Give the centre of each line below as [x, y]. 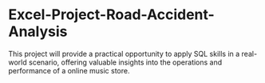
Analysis [38, 32]
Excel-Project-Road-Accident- [112, 15]
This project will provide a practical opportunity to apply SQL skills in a [124, 53]
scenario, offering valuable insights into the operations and [125, 62]
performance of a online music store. [69, 70]
